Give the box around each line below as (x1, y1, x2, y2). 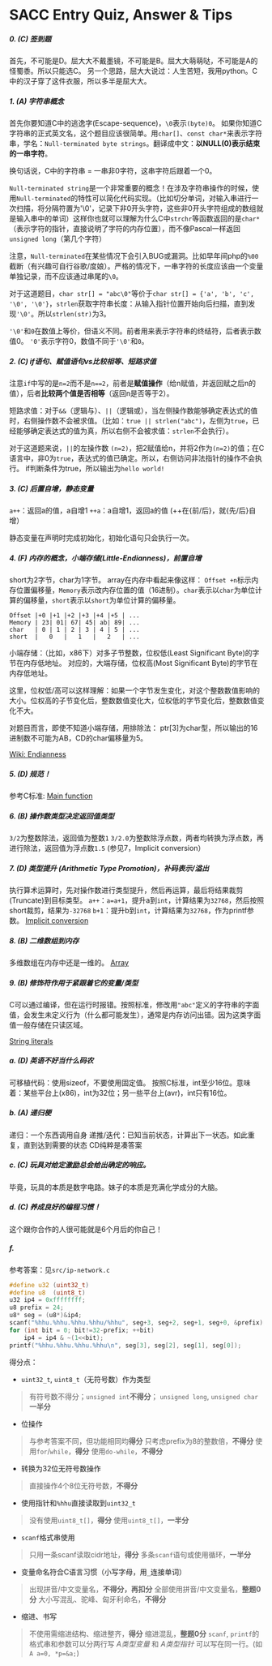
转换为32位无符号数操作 (20, 1463, 101, 1473)
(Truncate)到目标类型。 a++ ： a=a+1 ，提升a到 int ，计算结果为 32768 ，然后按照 (9, 895, 265, 905)
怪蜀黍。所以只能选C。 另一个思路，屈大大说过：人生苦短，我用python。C (9, 67, 258, 76)
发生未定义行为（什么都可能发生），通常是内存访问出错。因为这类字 (30, 1010, 254, 1020)
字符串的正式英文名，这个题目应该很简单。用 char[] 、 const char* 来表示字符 (9, 128, 262, 139)
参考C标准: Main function (9, 791, 93, 801)
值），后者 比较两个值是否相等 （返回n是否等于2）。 (9, 389, 174, 398)
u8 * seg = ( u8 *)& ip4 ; (9, 1312, 83, 1320)
